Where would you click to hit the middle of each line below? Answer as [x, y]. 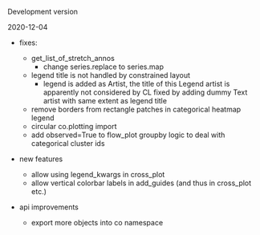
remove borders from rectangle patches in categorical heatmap [136, 109]
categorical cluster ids [68, 143]
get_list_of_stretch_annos [73, 58]
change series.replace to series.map [103, 67]
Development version [43, 12]
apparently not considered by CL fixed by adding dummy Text [145, 92]
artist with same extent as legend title [105, 101]
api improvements [49, 207]
